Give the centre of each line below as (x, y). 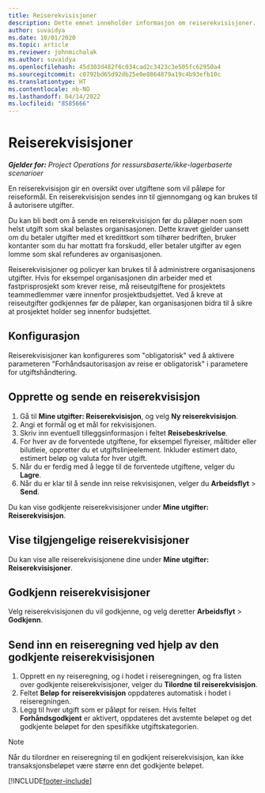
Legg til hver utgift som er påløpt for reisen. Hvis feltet (108, 710)
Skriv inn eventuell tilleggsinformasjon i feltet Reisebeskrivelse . (123, 432)
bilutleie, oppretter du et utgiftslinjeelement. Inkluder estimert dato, (129, 449)
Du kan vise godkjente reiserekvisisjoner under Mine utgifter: (109, 507)
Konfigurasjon (44, 336)
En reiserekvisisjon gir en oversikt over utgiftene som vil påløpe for (117, 189)
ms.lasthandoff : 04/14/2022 (55, 96)
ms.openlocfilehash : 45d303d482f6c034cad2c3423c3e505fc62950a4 (115, 67)
